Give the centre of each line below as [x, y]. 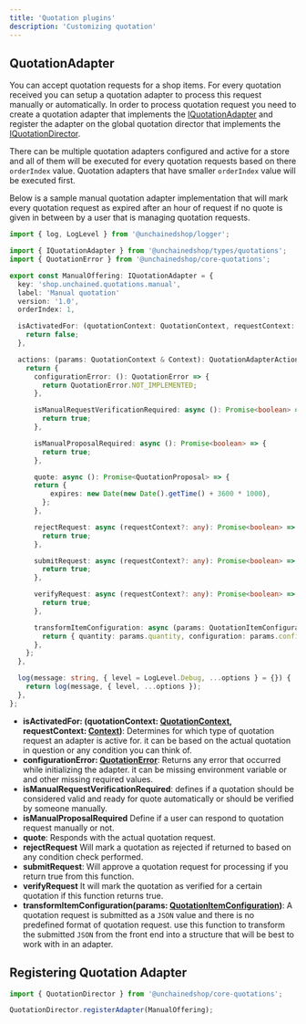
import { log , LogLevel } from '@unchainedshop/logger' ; [120, 235]
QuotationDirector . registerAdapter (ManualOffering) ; [112, 1010]
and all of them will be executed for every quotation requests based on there [153, 162]
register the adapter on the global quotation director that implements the [145, 124]
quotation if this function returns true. [93, 895]
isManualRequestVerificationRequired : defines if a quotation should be [158, 789]
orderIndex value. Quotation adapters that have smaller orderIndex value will [153, 171]
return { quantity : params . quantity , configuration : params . [161, 636]
